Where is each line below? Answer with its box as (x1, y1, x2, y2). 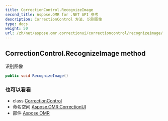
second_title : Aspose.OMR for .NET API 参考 (5, 12, 99, 17)
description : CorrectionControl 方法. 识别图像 (5, 17, 102, 22)
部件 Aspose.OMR (12, 110, 50, 116)
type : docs (5, 21, 28, 27)
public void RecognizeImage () (5, 73, 69, 78)
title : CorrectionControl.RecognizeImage (5, 7, 94, 13)
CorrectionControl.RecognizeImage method (5, 49, 146, 58)
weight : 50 (5, 26, 28, 31)
